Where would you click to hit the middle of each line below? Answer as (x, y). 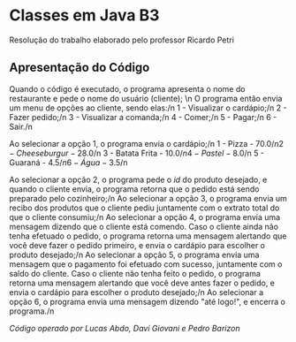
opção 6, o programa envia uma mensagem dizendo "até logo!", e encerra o (147, 301)
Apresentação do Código (80, 68)
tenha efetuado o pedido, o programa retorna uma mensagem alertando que (148, 236)
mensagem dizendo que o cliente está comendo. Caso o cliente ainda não (144, 226)
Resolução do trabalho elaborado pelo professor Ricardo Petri (121, 40)
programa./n (32, 311)
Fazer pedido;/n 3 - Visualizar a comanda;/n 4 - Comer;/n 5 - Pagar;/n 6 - (143, 117)
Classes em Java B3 (84, 15)
